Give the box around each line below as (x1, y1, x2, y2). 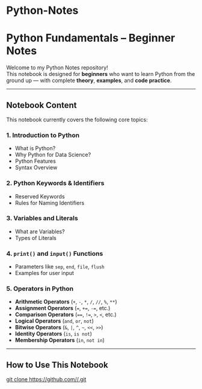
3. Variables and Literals (6, 214, 78, 223)
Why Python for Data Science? (14, 151, 91, 159)
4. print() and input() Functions (6, 249, 103, 258)
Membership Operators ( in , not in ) (14, 337, 105, 344)
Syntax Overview (14, 164, 58, 171)
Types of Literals (14, 234, 57, 241)
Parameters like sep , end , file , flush (14, 263, 105, 270)
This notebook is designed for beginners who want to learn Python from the (6, 71, 195, 78)
